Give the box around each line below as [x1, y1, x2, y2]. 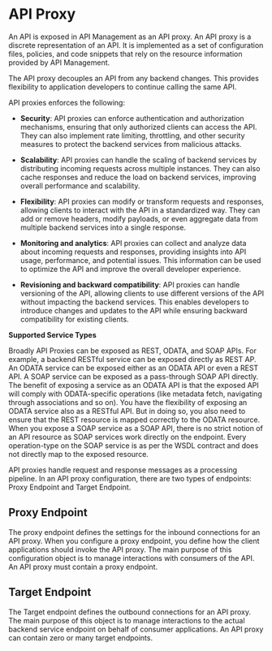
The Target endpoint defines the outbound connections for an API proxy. [8, 606, 252, 617]
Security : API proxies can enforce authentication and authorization [19, 113, 245, 123]
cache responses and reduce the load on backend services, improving [19, 172, 257, 182]
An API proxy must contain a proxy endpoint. [8, 562, 158, 571]
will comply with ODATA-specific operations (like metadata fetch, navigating [8, 389, 262, 399]
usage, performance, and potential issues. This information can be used [19, 255, 261, 265]
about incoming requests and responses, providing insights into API [19, 247, 247, 257]
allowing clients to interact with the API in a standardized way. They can [19, 205, 261, 215]
